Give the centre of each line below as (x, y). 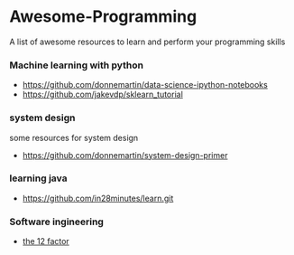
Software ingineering (56, 222)
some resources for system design (74, 137)
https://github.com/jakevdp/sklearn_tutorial (102, 94)
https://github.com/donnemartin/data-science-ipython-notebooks (145, 85)
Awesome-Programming (103, 17)
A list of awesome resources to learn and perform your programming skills (147, 42)
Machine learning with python (77, 65)
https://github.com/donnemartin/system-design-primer (125, 155)
